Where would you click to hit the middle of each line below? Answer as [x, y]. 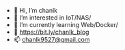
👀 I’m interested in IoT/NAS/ [52, 18]
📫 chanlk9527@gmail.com [52, 40]
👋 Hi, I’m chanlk [36, 10]
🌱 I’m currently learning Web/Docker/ [66, 25]
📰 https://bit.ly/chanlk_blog [51, 32]
